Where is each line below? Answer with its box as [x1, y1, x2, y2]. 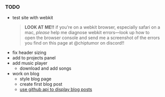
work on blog [12, 71, 40, 77]
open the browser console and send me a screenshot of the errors [24, 35, 160, 41]
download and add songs [19, 65, 72, 71]
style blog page [19, 76, 52, 82]
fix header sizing [12, 49, 47, 55]
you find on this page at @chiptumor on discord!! [24, 40, 124, 46]
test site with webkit [12, 15, 53, 21]
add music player [12, 60, 48, 66]
